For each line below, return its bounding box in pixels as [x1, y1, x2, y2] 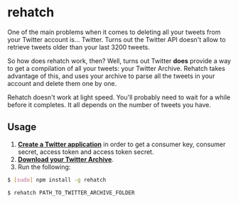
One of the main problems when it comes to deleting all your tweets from [7, 28, 221, 36]
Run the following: [17, 163, 71, 171]
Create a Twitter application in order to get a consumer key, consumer [17, 140, 226, 148]
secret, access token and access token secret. [17, 147, 154, 156]
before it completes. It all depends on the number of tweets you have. [7, 100, 212, 109]
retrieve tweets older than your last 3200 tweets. [7, 43, 151, 51]
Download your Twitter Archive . [17, 155, 114, 163]
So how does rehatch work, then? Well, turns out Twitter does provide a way [7, 56, 232, 65]
